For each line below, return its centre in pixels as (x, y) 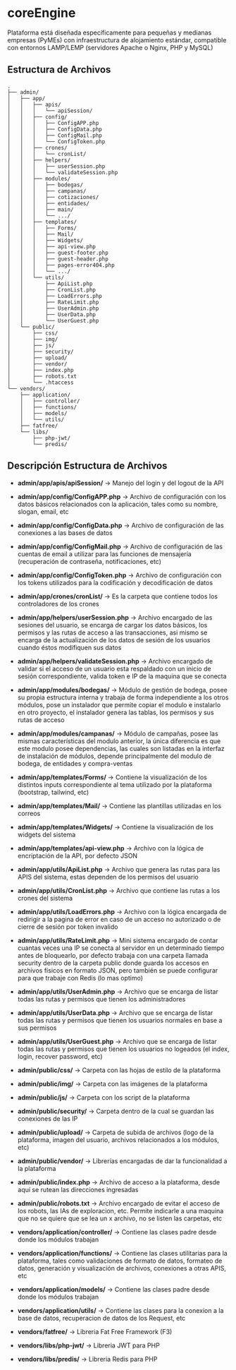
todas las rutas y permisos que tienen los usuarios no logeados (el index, (123, 1049)
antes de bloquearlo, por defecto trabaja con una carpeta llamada (113, 955)
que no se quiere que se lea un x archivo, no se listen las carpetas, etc (120, 1218)
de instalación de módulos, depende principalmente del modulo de (114, 756)
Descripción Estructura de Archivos (87, 466)
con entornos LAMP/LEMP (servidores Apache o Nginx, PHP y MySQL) (110, 47)
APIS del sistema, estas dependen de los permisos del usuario (108, 877)
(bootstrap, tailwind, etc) (53, 792)
